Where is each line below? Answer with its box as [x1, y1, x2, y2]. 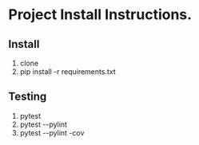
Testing [8, 90, 47, 104]
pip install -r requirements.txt [19, 67, 116, 76]
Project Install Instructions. [8, 6, 193, 24]
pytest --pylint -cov [19, 127, 85, 137]
